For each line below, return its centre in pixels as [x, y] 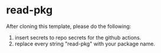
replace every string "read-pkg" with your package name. [85, 44]
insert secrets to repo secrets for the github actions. [78, 37]
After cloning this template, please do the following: [69, 26]
